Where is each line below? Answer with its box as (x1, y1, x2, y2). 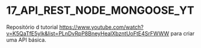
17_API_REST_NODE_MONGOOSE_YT (6, 4, 194, 17)
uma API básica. (6, 36, 47, 43)
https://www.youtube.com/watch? (59, 23, 144, 31)
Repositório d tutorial (6, 23, 58, 31)
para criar (170, 29, 195, 37)
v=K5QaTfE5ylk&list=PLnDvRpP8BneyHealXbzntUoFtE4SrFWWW (6, 29, 170, 37)
